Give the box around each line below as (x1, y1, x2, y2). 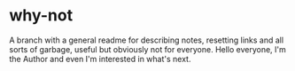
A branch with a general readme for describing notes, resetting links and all (9, 35, 284, 45)
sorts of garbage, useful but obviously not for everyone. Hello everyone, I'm (9, 43, 286, 54)
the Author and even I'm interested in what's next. (9, 53, 191, 64)
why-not (9, 5, 74, 26)
